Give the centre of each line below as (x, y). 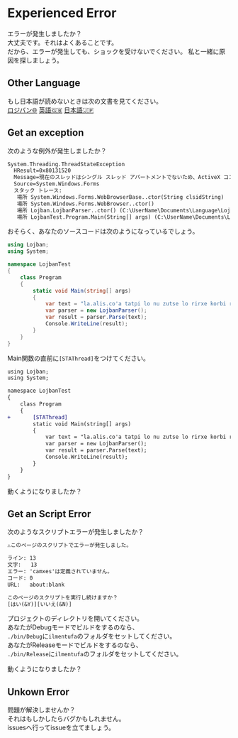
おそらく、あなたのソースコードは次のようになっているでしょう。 (103, 232)
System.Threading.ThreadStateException (66, 164)
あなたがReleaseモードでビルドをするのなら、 (75, 645)
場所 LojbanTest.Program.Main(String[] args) (84, 217)
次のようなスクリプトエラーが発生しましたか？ (75, 532)
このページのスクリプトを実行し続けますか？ (63, 597)
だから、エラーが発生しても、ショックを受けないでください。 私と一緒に (113, 51)
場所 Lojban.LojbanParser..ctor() (67, 210)
